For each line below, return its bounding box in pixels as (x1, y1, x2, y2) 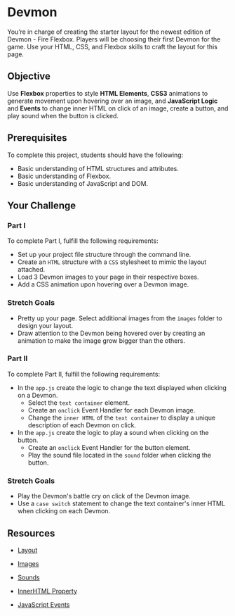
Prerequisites (7, 132, 67, 144)
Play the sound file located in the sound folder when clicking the (27, 451, 212, 459)
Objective (7, 70, 51, 82)
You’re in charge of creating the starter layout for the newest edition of (7, 27, 211, 36)
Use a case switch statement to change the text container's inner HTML (17, 499, 226, 508)
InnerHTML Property (17, 586, 78, 595)
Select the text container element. (27, 398, 130, 407)
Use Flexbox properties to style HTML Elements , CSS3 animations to (7, 89, 208, 97)
